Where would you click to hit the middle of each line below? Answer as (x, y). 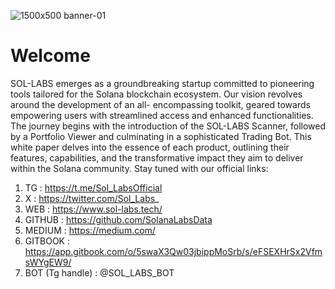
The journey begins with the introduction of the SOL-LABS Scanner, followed (168, 126)
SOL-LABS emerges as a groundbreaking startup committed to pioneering (162, 83)
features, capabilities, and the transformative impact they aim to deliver (157, 157)
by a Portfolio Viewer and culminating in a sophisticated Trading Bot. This (161, 136)
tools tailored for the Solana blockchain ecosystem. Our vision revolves (156, 94)
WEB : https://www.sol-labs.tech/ (93, 209)
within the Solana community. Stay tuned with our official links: (139, 168)
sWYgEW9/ (48, 262)
